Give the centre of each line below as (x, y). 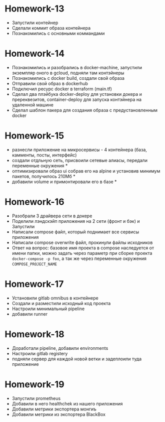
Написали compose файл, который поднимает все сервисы (75, 232)
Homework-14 (35, 54)
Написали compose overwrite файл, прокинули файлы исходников (82, 242)
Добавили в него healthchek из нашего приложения (67, 403)
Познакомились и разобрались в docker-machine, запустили (77, 67)
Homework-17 (34, 284)
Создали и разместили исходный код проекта (61, 303)
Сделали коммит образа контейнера (51, 28)
